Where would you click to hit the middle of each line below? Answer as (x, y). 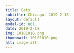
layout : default (22, 19)
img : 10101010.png (25, 33)
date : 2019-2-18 (22, 29)
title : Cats (18, 10)
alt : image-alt (21, 43)
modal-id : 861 (20, 24)
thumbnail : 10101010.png (31, 38)
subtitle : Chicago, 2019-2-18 (37, 15)
